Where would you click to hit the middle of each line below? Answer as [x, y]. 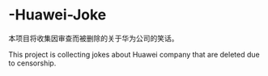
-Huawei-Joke [57, 15]
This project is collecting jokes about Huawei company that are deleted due [134, 54]
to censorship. [32, 63]
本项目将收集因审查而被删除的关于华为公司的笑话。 [94, 38]
